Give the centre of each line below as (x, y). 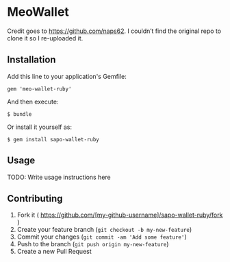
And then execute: (33, 102)
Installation (31, 60)
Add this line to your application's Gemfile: (67, 76)
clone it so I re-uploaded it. (45, 38)
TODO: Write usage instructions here (59, 177)
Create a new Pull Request (54, 252)
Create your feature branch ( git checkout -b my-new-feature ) (104, 230)
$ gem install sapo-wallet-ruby (53, 139)
